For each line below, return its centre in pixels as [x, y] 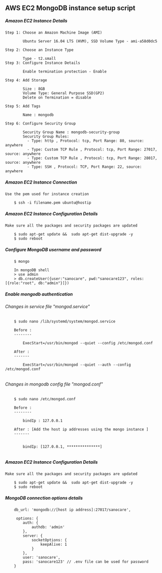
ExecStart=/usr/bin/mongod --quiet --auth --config [77, 365]
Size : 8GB [34, 89]
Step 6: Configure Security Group [41, 124]
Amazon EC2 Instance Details [36, 21]
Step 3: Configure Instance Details [43, 63]
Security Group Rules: [46, 137]
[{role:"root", [21, 283]
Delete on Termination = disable [57, 98]
